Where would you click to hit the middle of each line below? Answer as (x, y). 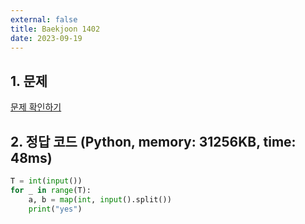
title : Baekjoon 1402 (55, 29)
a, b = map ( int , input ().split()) (100, 199)
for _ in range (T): (51, 190)
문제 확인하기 (36, 107)
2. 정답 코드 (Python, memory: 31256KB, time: (153, 141)
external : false (44, 19)
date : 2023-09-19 (46, 38)
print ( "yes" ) (55, 209)
